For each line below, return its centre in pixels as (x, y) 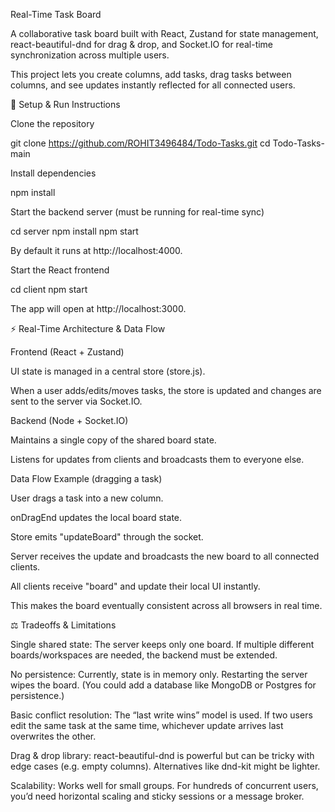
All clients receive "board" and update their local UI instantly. (135, 586)
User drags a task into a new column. (87, 498)
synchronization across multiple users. (90, 55)
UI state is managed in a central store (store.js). (108, 371)
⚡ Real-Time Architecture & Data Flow (88, 328)
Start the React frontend (60, 270)
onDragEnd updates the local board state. (96, 517)
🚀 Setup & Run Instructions (65, 104)
